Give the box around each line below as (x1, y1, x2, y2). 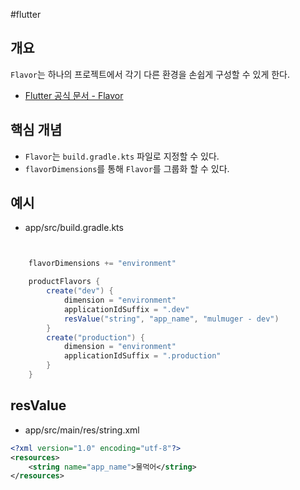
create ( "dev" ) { (46, 286, 114, 296)
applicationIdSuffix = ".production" (63, 351, 222, 361)
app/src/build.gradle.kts (24, 222, 124, 234)
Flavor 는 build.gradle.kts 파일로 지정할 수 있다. (24, 150, 220, 162)
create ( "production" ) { (46, 332, 145, 343)
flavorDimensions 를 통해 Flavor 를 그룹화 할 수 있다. (24, 162, 230, 174)
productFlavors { (28, 277, 101, 287)
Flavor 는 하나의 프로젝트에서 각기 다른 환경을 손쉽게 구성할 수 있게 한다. (10, 68, 290, 80)
